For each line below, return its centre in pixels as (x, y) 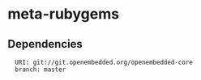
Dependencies (45, 44)
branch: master (41, 69)
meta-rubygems (63, 14)
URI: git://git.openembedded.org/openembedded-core (104, 62)
